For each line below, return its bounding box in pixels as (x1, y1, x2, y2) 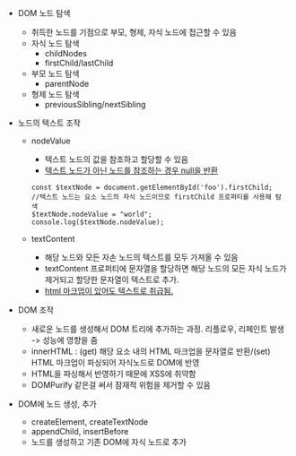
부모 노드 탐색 (30, 68, 80, 79)
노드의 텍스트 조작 (17, 117, 81, 128)
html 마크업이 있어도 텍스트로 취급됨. (44, 286, 174, 296)
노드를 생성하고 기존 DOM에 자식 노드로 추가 (30, 437, 187, 447)
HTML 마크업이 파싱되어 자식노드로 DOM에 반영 (30, 357, 200, 367)
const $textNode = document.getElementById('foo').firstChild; (30, 183, 274, 192)
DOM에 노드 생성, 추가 (17, 399, 97, 409)
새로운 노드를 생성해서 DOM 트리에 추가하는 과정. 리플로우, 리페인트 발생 (30, 323, 285, 334)
